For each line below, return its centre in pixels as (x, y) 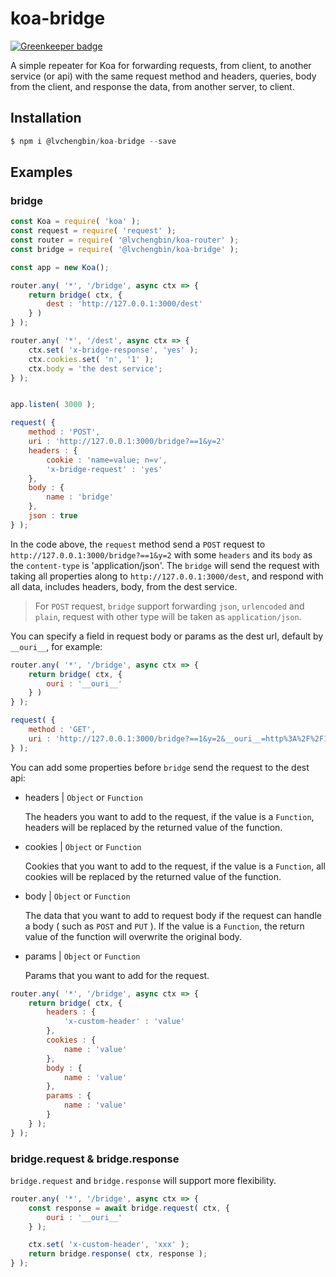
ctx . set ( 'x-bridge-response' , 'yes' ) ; (113, 350)
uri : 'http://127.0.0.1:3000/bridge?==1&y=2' (127, 442)
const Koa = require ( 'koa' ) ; (75, 222)
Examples (41, 172)
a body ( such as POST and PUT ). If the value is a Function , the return (164, 926)
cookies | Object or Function (83, 846)
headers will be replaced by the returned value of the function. (153, 827)
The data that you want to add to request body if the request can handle (173, 915)
